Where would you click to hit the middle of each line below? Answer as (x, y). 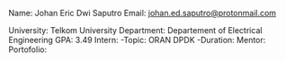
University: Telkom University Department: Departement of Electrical (135, 30)
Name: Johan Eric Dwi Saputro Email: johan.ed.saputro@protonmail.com (142, 13)
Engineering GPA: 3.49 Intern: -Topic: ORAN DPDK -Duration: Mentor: (137, 40)
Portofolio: (27, 49)
